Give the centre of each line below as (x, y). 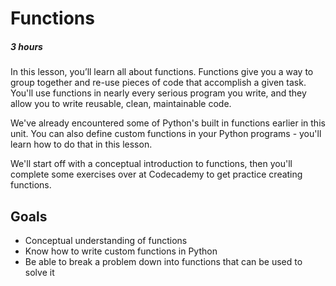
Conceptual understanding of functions (106, 240)
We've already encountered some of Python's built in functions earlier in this (168, 123)
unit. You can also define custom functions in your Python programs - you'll (166, 134)
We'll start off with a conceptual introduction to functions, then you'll (151, 164)
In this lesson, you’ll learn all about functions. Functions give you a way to (162, 72)
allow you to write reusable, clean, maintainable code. (121, 104)
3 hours (26, 46)
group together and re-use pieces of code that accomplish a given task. (158, 83)
